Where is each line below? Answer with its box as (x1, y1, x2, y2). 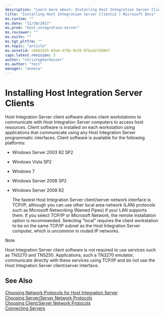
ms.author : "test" (5, 62, 42, 67)
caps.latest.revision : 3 (5, 52, 56, 58)
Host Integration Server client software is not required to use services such (5, 247, 156, 252)
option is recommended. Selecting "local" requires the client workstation (12, 217, 159, 223)
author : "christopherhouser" (5, 57, 64, 62)
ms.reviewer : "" (5, 30, 38, 35)
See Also (5, 277, 33, 285)
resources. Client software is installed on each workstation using (5, 124, 135, 130)
